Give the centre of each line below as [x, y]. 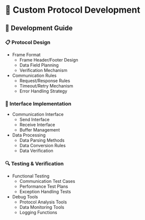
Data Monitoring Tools [42, 207]
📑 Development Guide [39, 28]
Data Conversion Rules [43, 146]
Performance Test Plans [44, 187]
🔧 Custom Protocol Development [73, 10]
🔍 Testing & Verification [35, 164]
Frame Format [26, 55]
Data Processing [29, 135]
